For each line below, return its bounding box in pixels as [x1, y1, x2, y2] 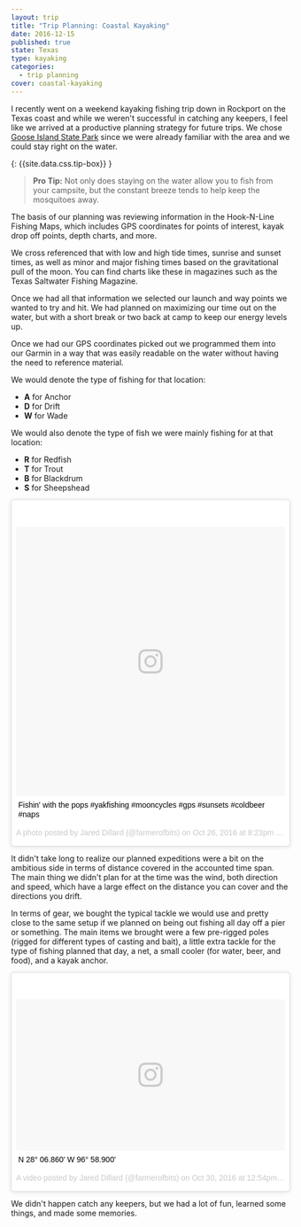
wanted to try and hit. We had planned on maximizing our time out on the [11, 302, 277, 313]
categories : [11, 63, 55, 72]
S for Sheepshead [23, 482, 90, 493]
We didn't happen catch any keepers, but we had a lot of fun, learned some [11, 1198, 287, 1208]
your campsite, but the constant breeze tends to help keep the [32, 184, 260, 195]
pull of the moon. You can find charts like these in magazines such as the [11, 266, 278, 277]
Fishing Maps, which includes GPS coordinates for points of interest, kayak [11, 221, 285, 231]
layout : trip [11, 12, 59, 22]
